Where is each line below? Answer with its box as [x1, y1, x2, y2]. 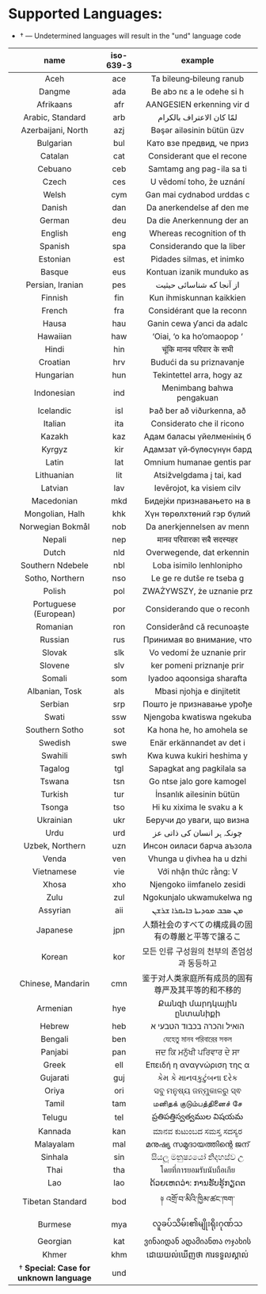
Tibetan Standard [22, 1196, 87, 1208]
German [39, 215, 70, 226]
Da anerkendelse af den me [146, 201, 249, 212]
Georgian [37, 1235, 72, 1246]
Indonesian [34, 387, 75, 398]
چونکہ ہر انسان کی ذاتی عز [153, 827, 243, 838]
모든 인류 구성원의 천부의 [142, 945, 230, 956]
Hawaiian [36, 331, 72, 342]
